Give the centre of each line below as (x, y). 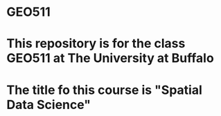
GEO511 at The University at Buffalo (110, 58)
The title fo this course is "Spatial (104, 90)
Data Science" (49, 105)
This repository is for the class (96, 44)
